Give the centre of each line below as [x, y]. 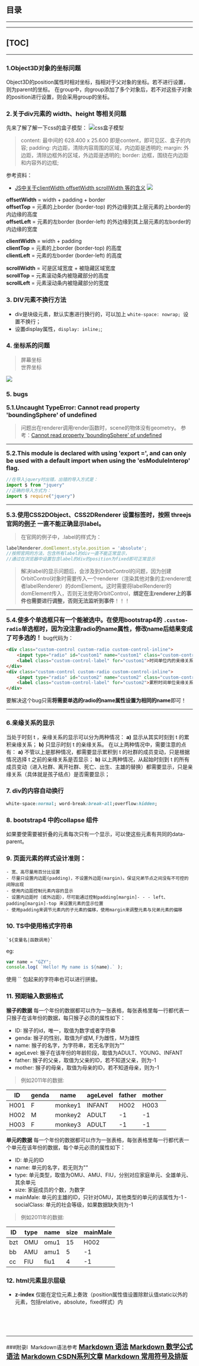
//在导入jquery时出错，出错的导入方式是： [52, 479]
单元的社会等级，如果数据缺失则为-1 [89, 1204]
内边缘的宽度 [22, 229]
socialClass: [29, 1204]
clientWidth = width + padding [44, 241]
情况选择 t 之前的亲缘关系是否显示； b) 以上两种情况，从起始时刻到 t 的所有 [98, 759]
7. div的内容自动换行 [35, 791]
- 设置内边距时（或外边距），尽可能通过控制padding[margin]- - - [78, 897]
